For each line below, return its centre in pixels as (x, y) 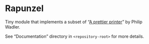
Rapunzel (24, 8)
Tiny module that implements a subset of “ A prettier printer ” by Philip (74, 22)
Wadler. (13, 27)
